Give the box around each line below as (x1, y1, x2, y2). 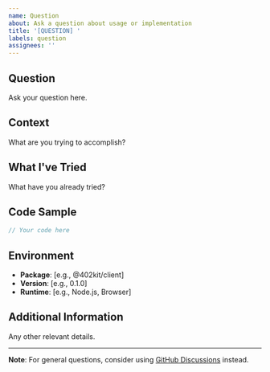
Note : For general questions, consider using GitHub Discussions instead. (8, 354, 249, 364)
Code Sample (8, 205, 77, 219)
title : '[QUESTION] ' (8, 27, 81, 35)
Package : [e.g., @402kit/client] (19, 270, 125, 280)
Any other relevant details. (8, 331, 96, 341)
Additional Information (8, 310, 124, 324)
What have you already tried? (8, 182, 106, 191)
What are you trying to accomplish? (8, 137, 126, 147)
